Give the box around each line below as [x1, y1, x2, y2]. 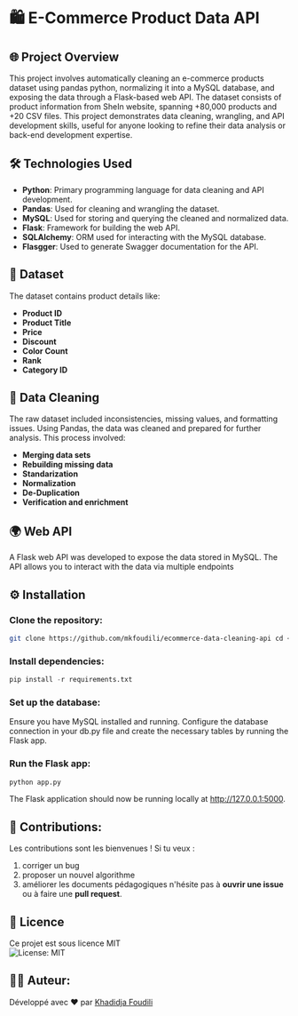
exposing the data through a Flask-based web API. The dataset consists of [9, 92, 282, 102]
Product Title [21, 317, 72, 328]
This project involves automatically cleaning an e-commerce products [9, 73, 264, 84]
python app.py [9, 778, 62, 787]
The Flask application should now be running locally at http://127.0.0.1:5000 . [9, 794, 286, 804]
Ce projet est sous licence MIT [9, 938, 122, 948]
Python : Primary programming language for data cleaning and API [21, 184, 264, 195]
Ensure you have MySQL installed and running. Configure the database [9, 716, 269, 727]
